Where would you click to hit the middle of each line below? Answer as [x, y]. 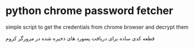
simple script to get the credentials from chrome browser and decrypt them [97, 27]
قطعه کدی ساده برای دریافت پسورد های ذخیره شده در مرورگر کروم [80, 38]
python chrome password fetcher [89, 11]
